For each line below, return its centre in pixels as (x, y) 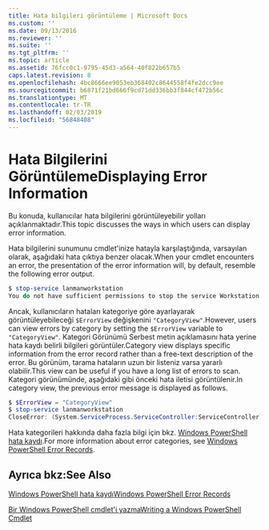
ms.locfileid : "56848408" (51, 120)
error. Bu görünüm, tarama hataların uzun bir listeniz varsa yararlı (115, 362)
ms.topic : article (39, 61)
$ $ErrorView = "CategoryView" (60, 402)
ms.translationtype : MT (48, 98)
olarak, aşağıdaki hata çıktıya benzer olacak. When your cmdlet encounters (131, 256)
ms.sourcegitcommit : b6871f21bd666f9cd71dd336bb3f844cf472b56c (116, 90)
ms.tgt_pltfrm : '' (39, 53)
